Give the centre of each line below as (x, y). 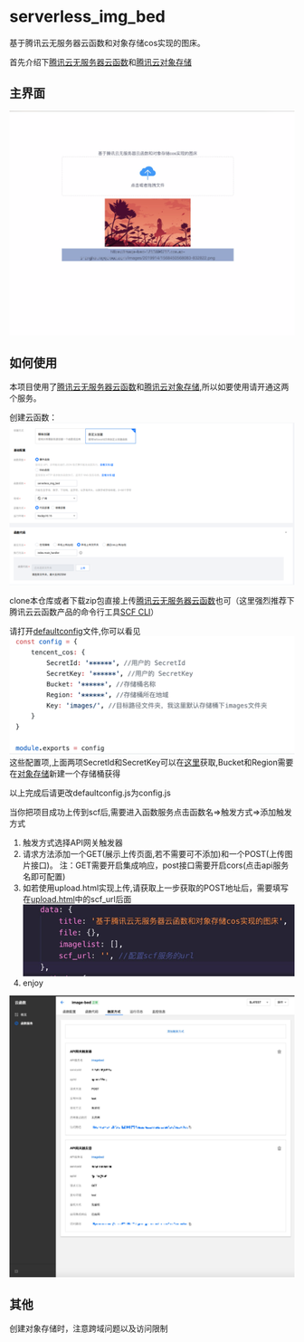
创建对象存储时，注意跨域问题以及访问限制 (89, 1328)
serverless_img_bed (87, 17)
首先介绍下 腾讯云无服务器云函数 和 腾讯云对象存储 (100, 62)
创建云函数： (33, 417)
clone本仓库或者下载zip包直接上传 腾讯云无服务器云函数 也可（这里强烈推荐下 (152, 601)
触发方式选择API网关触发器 (73, 842)
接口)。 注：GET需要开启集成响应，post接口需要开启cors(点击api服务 (160, 865)
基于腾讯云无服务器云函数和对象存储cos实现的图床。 (107, 43)
